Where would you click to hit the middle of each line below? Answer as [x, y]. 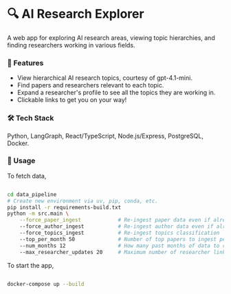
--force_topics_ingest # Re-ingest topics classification [120, 233]
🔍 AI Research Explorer [76, 14]
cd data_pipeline [32, 194]
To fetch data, [27, 176]
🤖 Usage [21, 161]
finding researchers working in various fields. [71, 45]
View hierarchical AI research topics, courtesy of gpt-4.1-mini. [104, 78]
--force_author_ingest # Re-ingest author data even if [117, 227]
